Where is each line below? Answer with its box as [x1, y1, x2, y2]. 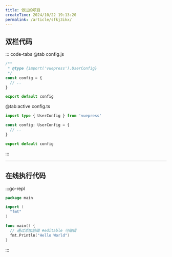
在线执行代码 [5, 172, 46, 180]
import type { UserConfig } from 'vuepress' [5, 113, 102, 118]
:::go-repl [5, 185, 25, 191]
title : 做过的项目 [5, 7, 41, 13]
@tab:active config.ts [5, 103, 50, 110]
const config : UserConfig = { [5, 122, 70, 128]
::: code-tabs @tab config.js [5, 51, 64, 57]
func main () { [5, 223, 36, 228]
